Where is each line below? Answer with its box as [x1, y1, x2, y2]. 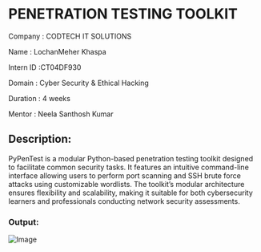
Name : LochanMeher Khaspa [8, 47, 106, 56]
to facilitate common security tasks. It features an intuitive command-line [8, 162, 250, 172]
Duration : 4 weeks [8, 93, 70, 103]
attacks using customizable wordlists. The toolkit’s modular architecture [8, 179, 245, 189]
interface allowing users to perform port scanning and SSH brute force [8, 170, 242, 181]
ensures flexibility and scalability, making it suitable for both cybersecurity [8, 188, 254, 197]
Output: [8, 216, 39, 227]
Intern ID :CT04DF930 [8, 62, 82, 72]
